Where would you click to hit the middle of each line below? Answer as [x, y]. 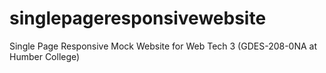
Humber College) [45, 56]
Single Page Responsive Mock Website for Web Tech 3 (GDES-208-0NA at [163, 46]
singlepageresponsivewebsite [138, 18]
